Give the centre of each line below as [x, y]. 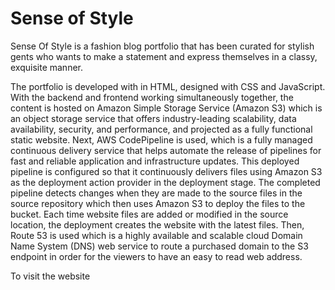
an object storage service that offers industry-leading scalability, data [153, 118]
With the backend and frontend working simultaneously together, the [152, 97]
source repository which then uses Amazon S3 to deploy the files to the [158, 203]
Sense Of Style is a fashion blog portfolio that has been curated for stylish [162, 46]
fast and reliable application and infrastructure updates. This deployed [155, 161]
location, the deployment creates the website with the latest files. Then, [157, 224]
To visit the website [50, 276]
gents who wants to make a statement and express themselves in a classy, [164, 56]
